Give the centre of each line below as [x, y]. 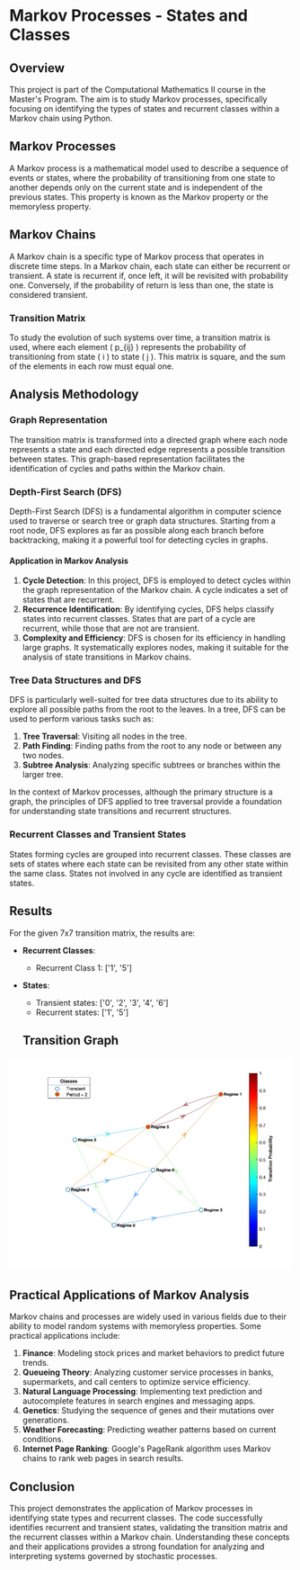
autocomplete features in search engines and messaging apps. [139, 1401]
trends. [35, 1363]
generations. [46, 1420]
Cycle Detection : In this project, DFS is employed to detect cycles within [156, 580]
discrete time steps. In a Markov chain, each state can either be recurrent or [150, 265]
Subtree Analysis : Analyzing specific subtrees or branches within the [151, 765]
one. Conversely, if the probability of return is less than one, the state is [141, 285]
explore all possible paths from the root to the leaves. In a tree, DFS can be [147, 709]
